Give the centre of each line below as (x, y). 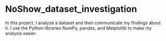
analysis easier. (21, 33)
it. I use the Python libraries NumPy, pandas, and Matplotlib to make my (79, 28)
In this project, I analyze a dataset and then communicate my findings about (83, 23)
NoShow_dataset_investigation (71, 9)
